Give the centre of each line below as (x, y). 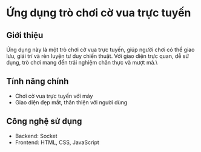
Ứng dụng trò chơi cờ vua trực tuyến (99, 13)
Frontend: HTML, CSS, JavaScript (57, 142)
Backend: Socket (36, 136)
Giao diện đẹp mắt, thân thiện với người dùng (71, 102)
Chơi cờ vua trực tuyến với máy (54, 96)
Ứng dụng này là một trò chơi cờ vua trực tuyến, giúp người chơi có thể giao (100, 49)
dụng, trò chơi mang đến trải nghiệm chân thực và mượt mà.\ (82, 62)
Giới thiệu (25, 35)
